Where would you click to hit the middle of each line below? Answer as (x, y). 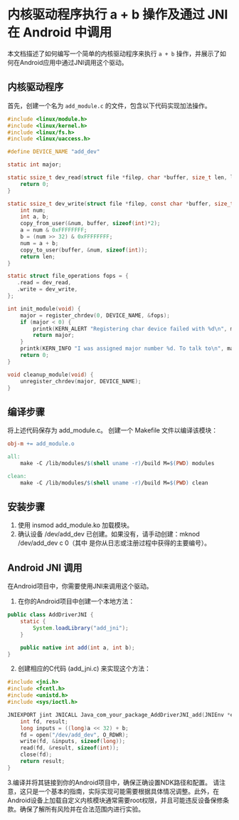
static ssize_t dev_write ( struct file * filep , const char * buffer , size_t (121, 204)
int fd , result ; (44, 721)
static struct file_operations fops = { (68, 276)
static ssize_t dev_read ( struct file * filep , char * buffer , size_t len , (117, 177)
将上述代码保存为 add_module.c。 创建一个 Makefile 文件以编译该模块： (113, 430)
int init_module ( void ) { (44, 308)
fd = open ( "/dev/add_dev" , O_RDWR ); (75, 735)
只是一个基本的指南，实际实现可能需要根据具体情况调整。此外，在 (122, 791)
